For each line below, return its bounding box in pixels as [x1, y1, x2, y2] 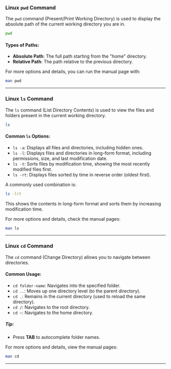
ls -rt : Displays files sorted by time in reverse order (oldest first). [12, 171, 151, 177]
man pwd [5, 78, 22, 84]
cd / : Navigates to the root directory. [12, 304, 90, 310]
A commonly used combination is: [5, 181, 76, 188]
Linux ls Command [5, 95, 53, 102]
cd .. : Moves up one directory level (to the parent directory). [12, 287, 141, 294]
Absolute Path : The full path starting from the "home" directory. [12, 53, 148, 60]
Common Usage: [5, 271, 42, 277]
